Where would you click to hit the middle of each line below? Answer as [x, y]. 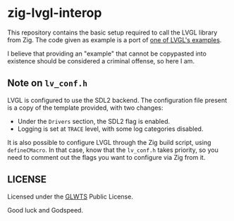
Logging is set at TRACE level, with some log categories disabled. [110, 129]
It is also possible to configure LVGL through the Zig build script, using [109, 142]
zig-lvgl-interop [55, 13]
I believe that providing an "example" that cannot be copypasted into [107, 53]
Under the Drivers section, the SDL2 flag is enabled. [94, 121]
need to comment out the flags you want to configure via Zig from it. [106, 157]
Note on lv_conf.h [48, 83]
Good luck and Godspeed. [45, 210]
